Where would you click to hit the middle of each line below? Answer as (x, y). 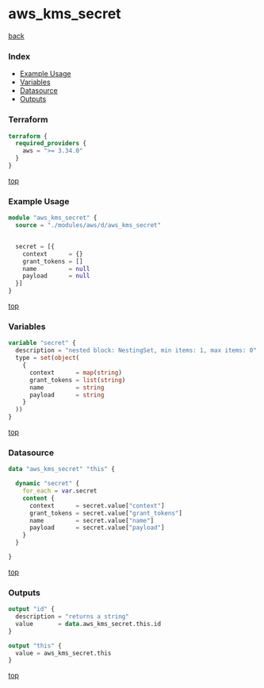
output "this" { (35, 645)
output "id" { (32, 609)
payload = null (56, 276)
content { (39, 498)
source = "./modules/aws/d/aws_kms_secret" (88, 226)
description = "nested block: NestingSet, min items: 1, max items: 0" (136, 350)
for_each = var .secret (60, 491)
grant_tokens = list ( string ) (77, 380)
